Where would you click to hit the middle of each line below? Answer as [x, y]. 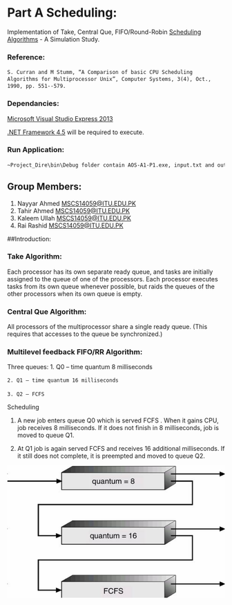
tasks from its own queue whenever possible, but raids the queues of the [111, 286]
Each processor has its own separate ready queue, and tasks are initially [110, 272]
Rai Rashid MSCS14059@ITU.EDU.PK [70, 225]
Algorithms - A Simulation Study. [54, 39]
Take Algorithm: [35, 257]
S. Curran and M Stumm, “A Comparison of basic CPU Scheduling [100, 73]
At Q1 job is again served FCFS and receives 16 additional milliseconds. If [121, 449]
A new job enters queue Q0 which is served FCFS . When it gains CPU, [118, 420]
